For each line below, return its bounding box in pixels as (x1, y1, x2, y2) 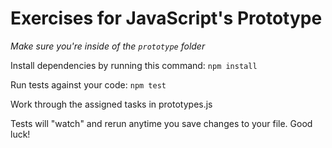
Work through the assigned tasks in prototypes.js (10, 98, 213, 110)
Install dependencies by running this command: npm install (10, 59, 258, 71)
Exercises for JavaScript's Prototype (10, 7, 323, 30)
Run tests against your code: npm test (10, 78, 167, 91)
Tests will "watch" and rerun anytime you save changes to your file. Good (10, 117, 313, 129)
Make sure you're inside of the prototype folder (10, 40, 206, 52)
